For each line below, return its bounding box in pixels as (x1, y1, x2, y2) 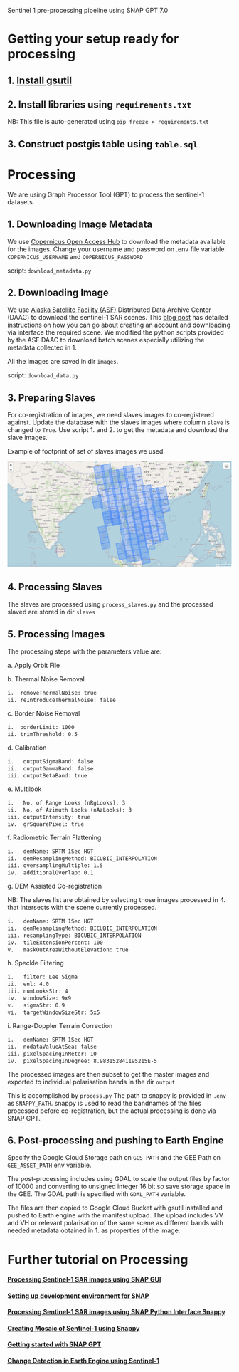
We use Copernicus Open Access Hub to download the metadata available (7, 237, 226, 246)
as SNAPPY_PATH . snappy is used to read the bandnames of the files (7, 1099, 201, 1107)
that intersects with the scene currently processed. (7, 903, 157, 911)
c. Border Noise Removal (7, 708, 80, 718)
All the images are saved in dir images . (7, 357, 119, 366)
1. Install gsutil (7, 74, 73, 86)
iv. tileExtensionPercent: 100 (7, 939, 103, 946)
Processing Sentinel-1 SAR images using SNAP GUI (7, 1275, 161, 1284)
